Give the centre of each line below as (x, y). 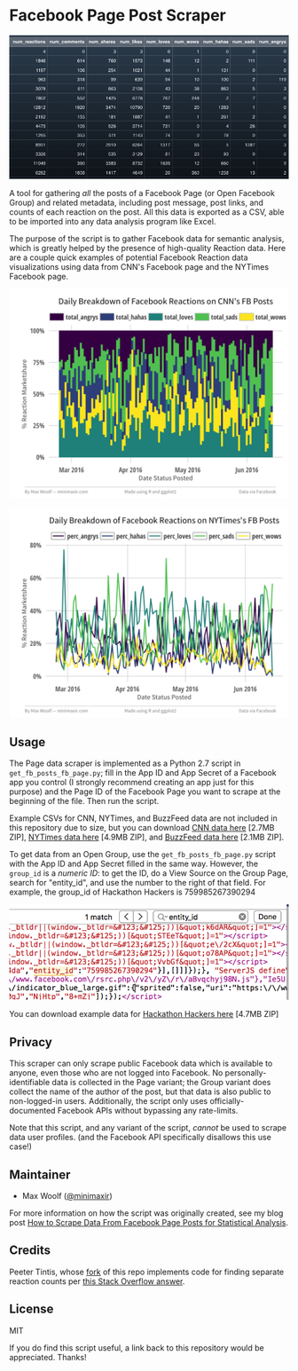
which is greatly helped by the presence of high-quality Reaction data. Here (148, 248)
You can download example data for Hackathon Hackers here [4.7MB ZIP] (144, 1014)
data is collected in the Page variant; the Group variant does (161, 1083)
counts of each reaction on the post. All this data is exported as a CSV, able (147, 212)
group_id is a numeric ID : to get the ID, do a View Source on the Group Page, (149, 873)
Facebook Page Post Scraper (118, 16)
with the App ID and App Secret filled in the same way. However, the (134, 864)
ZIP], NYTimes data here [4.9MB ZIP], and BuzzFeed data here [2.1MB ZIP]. (147, 837)
